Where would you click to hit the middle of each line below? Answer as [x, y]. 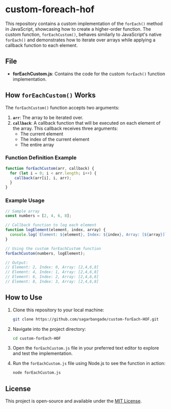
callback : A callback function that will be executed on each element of [87, 123]
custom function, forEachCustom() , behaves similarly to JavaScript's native [83, 34]
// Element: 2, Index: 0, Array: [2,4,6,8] [52, 267]
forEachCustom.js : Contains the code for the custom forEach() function [89, 74]
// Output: [17, 263]
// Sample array [22, 211]
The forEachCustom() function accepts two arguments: [62, 107]
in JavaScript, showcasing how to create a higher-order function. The [78, 29]
